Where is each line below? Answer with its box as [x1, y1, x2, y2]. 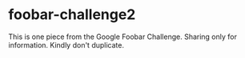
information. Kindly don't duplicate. [8, 40, 124, 49]
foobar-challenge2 [8, 6, 136, 24]
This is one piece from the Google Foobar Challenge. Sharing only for [8, 32, 238, 41]
